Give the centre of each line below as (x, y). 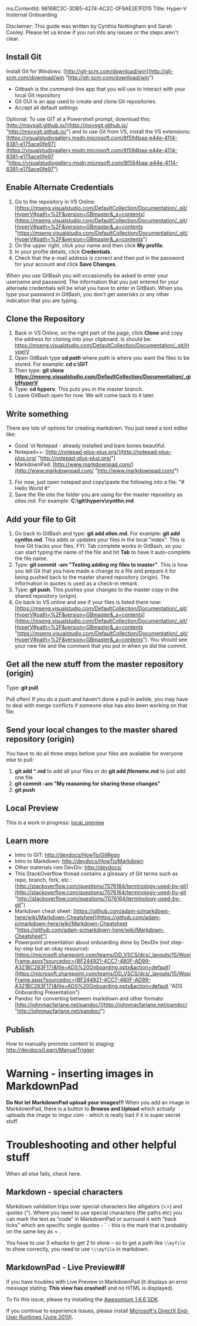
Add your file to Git (41, 519)
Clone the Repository (45, 319)
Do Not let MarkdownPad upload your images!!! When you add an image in (98, 1103)
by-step (24, 949)
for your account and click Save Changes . (66, 264)
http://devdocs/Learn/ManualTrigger (50, 1050)
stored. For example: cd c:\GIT (51, 364)
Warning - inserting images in (80, 1074)
